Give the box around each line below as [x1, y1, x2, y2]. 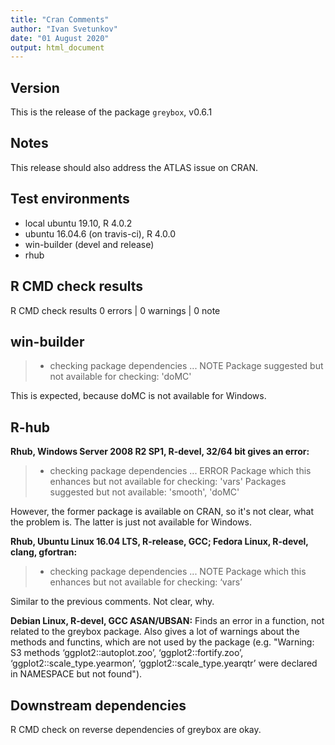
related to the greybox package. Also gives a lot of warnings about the [10, 626, 300, 638]
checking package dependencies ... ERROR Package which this [49, 465, 312, 477]
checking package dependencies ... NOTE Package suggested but [49, 360, 324, 372]
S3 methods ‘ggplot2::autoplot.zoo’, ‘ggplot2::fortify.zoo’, [10, 647, 244, 659]
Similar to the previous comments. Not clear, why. [10, 596, 215, 608]
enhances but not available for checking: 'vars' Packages [49, 476, 287, 488]
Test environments [10, 191, 130, 208]
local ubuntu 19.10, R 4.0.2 [24, 217, 133, 229]
